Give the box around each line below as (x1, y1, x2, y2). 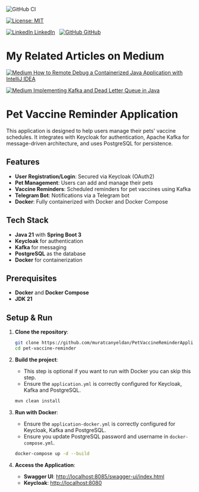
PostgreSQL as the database (14, 250, 86, 257)
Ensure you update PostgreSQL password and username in (23, 433, 169, 440)
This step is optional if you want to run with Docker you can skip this (23, 367, 191, 374)
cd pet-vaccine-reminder (14, 345, 77, 351)
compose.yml (23, 440, 53, 446)
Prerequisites (6, 273, 57, 283)
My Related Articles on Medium (6, 49, 165, 63)
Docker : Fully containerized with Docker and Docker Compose (14, 198, 168, 205)
